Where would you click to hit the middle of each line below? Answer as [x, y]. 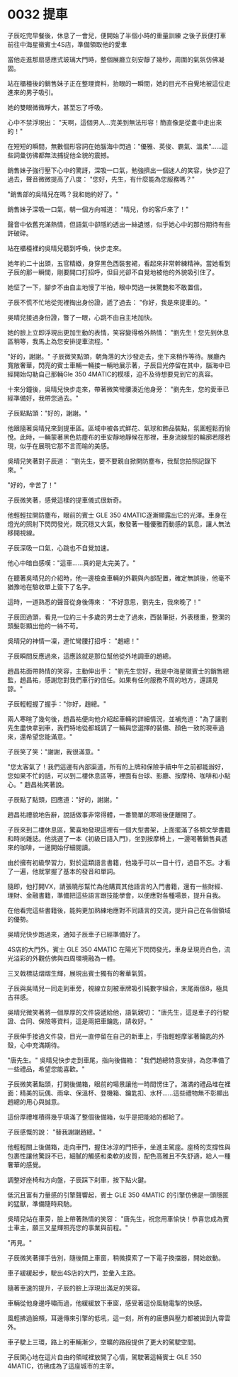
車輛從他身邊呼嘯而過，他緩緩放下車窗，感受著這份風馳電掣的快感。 [107, 1303]
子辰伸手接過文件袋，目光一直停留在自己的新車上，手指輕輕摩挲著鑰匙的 [113, 1036]
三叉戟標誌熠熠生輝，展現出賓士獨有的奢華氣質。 [79, 973]
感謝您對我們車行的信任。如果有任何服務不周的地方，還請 [128, 680]
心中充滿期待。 [41, 1045]
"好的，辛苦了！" [32, 485]
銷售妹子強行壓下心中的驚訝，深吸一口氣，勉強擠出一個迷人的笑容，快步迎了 [119, 170]
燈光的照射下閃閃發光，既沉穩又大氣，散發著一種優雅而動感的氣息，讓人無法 [119, 524]
